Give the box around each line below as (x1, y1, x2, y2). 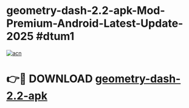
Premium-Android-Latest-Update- (6, 16, 184, 30)
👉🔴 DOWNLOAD (6, 72, 93, 86)
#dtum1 (36, 30, 75, 43)
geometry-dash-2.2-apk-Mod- (6, 4, 165, 18)
